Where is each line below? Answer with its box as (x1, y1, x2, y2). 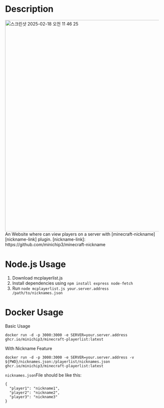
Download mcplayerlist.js (12, 275, 63, 280)
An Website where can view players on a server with (5, 231, 111, 237)
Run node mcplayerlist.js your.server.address (12, 285, 109, 291)
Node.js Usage (5, 259, 66, 270)
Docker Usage (5, 307, 63, 318)
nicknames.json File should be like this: (5, 372, 82, 378)
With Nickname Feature (5, 345, 53, 351)
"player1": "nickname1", (9, 386, 60, 391)
